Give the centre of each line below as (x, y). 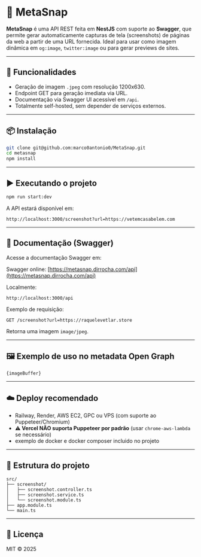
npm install (21, 159)
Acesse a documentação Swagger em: (54, 257)
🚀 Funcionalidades (41, 72)
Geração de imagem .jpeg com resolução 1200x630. (80, 87)
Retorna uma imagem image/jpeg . (47, 331)
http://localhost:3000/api (40, 298)
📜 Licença (25, 535)
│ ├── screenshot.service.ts (45, 495)
